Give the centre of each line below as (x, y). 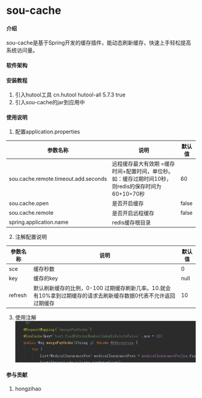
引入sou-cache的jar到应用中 (50, 103)
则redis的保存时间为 (137, 186)
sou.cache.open (29, 203)
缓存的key (46, 279)
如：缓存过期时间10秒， (142, 179)
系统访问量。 (22, 50)
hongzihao (28, 388)
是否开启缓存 (128, 203)
